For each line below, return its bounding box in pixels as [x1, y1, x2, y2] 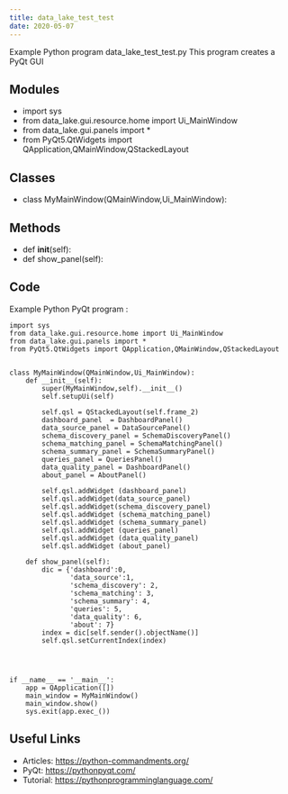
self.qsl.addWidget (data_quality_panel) [41, 533, 200, 543]
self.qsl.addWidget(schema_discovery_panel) [41, 501, 211, 511]
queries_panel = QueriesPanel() [41, 455, 164, 464]
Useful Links [9, 731, 81, 747]
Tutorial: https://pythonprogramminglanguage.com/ [22, 774, 213, 785]
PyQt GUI [9, 56, 44, 67]
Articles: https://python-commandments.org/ [22, 755, 189, 766]
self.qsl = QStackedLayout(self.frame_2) [41, 407, 200, 417]
